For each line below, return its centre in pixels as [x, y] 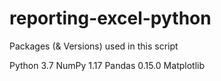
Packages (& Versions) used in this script [94, 46]
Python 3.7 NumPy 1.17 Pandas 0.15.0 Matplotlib [107, 65]
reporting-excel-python [110, 18]
